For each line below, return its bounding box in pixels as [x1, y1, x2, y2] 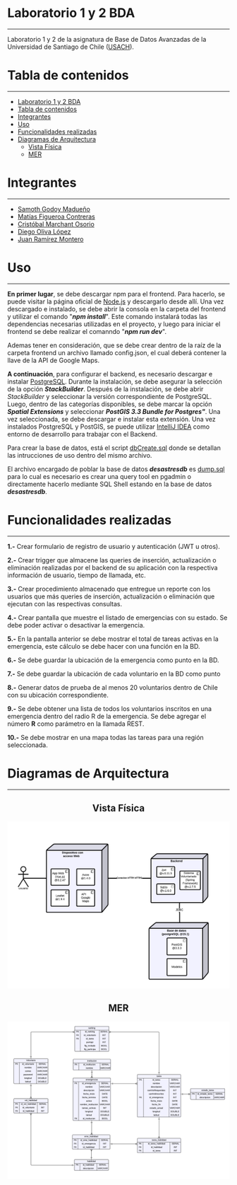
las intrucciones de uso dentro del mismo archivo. [7, 451, 152, 459]
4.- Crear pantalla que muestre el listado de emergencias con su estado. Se [7, 613, 228, 622]
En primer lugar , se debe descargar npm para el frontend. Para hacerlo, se [7, 289, 226, 298]
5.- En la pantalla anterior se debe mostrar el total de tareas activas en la [7, 635, 219, 643]
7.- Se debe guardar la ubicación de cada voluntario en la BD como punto [7, 669, 221, 678]
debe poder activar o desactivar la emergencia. [7, 620, 145, 629]
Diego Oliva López [17, 227, 72, 236]
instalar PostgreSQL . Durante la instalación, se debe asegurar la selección [7, 377, 222, 386]
